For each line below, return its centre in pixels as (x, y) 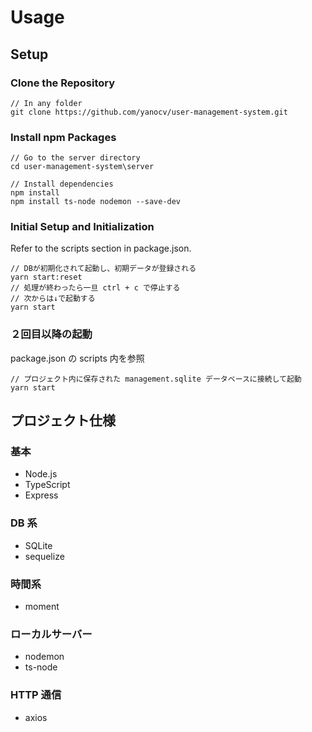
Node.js (41, 474)
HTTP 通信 (36, 695)
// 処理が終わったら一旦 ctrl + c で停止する (95, 288)
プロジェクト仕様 (63, 421)
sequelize (44, 556)
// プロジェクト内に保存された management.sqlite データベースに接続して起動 (156, 379)
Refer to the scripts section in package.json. (101, 248)
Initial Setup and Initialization (82, 227)
